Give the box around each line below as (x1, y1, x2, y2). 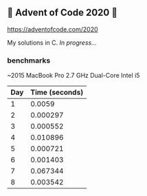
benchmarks (7, 56, 51, 65)
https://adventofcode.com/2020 (7, 25, 98, 33)
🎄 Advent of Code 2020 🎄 (7, 7, 118, 19)
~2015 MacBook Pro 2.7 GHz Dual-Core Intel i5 (7, 72, 140, 80)
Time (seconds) (30, 87, 84, 97)
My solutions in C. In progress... (7, 39, 98, 47)
